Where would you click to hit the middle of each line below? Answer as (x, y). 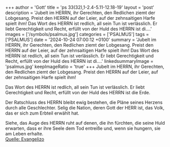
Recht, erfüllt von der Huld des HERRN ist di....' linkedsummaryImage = (79, 61)
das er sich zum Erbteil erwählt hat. (42, 113)
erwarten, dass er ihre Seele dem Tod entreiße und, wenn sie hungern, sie (83, 128)
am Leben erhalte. (24, 134)
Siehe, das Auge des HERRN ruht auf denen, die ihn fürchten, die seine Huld (85, 123)
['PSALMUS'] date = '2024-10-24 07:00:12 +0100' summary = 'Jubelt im (81, 40)
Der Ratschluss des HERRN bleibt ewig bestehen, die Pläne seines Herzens (84, 102)
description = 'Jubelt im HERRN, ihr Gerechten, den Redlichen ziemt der (80, 13)
